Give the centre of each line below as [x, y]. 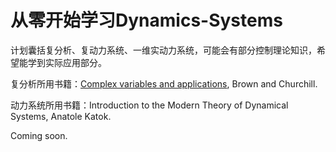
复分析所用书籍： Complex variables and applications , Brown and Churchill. [164, 83]
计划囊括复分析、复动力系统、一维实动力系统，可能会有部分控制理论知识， [163, 50]
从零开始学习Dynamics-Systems [146, 20]
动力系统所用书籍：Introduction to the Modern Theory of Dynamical [149, 105]
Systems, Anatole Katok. [61, 116]
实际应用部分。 [75, 62]
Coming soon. [39, 135]
